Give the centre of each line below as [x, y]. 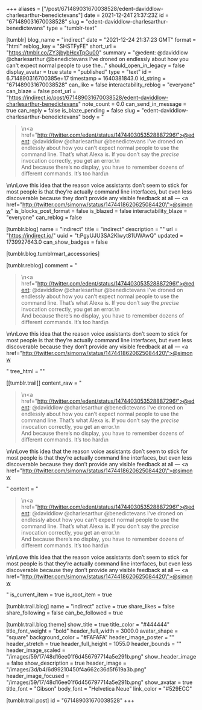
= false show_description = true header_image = [66, 663]
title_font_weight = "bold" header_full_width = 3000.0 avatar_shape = [92, 631]
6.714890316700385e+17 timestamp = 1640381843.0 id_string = [86, 78]
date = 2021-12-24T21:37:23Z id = [126, 15]
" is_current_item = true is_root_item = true [59, 594]
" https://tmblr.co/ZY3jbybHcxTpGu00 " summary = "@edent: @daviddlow [97, 53]
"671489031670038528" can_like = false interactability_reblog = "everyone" [101, 85]
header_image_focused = [38, 676]
